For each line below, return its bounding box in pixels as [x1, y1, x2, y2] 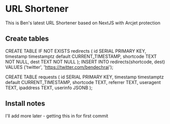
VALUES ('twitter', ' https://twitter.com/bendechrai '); [5, 64, 114, 70]
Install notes [5, 99, 45, 108]
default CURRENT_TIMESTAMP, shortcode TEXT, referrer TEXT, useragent [5, 79, 161, 85]
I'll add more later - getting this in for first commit [5, 112, 108, 119]
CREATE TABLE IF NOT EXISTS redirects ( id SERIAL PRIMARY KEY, [5, 48, 147, 54]
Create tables [5, 34, 49, 43]
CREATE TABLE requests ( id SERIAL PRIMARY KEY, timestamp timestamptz [5, 74, 164, 80]
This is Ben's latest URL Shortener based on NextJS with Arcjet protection [5, 20, 160, 26]
